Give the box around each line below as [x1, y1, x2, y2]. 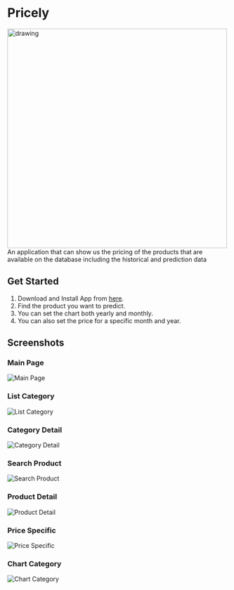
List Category [7, 391, 55, 401]
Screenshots [7, 337, 65, 349]
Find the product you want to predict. [17, 301, 125, 310]
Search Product [7, 458, 62, 468]
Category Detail [7, 425, 63, 435]
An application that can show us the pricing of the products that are [7, 247, 203, 256]
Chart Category [7, 558, 62, 568]
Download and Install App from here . [17, 294, 124, 303]
